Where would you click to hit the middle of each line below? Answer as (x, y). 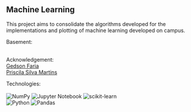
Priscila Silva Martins (32, 72)
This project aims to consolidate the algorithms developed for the (86, 24)
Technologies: (24, 84)
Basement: (19, 41)
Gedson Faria (23, 66)
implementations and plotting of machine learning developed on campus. (96, 30)
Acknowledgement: (30, 59)
